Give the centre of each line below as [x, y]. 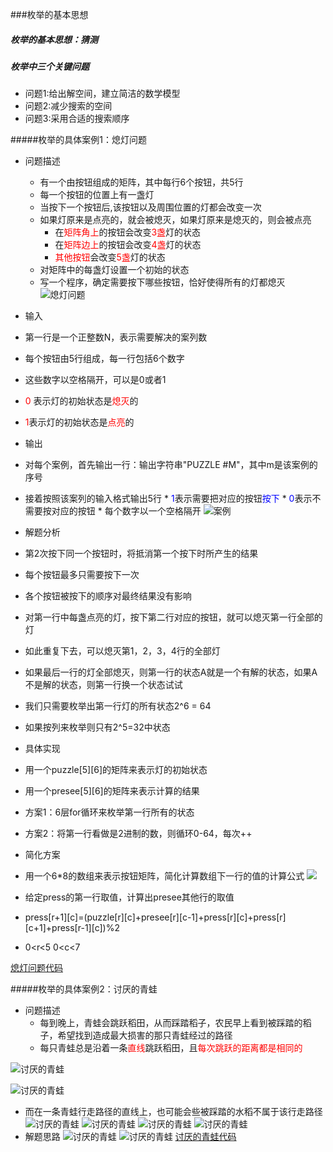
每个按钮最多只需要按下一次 [82, 575]
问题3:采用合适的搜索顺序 [77, 119]
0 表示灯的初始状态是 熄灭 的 [81, 401]
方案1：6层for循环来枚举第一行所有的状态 [109, 812]
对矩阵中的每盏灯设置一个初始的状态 [114, 270]
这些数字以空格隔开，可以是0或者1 [95, 380]
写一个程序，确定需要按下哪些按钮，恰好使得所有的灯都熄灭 [162, 282]
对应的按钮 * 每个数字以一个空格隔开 [126, 511]
